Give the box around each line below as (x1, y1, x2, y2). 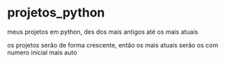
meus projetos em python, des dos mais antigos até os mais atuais (7, 28, 199, 36)
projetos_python (7, 5, 105, 21)
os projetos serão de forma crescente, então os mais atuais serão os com (7, 41, 218, 49)
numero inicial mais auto (7, 48, 77, 56)
